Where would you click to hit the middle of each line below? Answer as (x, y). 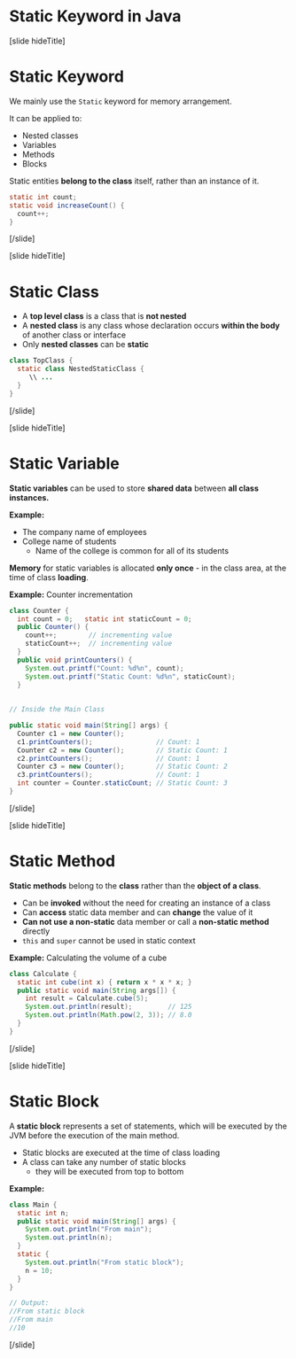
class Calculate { (43, 974)
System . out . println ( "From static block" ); (105, 1262)
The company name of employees (85, 532)
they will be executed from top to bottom (109, 1171)
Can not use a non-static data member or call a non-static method (145, 921)
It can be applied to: (46, 118)
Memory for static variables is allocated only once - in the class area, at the (148, 568)
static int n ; (43, 1213)
